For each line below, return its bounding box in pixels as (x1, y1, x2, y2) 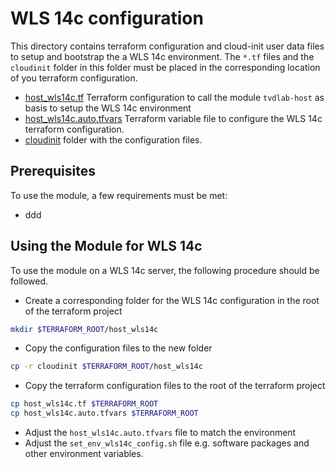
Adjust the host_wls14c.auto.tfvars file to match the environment (24, 427, 297, 439)
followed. (10, 275, 49, 287)
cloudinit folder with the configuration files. (24, 133, 203, 146)
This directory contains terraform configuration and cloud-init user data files (10, 40, 325, 52)
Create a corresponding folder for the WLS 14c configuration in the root (24, 294, 320, 306)
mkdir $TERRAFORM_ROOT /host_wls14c (10, 324, 159, 334)
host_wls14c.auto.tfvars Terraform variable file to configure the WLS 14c (24, 112, 323, 124)
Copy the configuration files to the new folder (24, 342, 213, 354)
